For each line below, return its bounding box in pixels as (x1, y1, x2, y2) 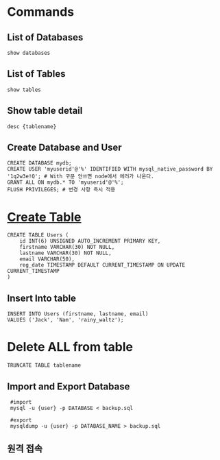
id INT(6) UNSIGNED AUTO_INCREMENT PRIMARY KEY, (19, 238, 161, 245)
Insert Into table (7, 292, 77, 304)
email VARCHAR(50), (19, 256, 75, 263)
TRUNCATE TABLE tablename (7, 362, 81, 369)
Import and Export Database (7, 380, 130, 392)
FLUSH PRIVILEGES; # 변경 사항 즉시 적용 (7, 186, 116, 193)
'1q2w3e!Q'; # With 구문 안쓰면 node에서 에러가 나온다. (7, 173, 154, 180)
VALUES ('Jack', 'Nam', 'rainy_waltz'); (7, 317, 125, 324)
